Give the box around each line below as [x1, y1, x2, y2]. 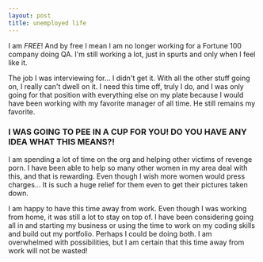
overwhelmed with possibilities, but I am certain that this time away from [8, 237, 245, 247]
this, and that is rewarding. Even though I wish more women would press [8, 171, 246, 181]
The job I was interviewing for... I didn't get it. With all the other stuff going [8, 73, 251, 83]
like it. [8, 57, 28, 67]
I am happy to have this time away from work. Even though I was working [8, 203, 247, 213]
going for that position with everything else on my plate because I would [8, 90, 244, 99]
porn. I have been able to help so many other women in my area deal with [8, 163, 248, 172]
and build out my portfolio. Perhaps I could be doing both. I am [8, 229, 212, 238]
